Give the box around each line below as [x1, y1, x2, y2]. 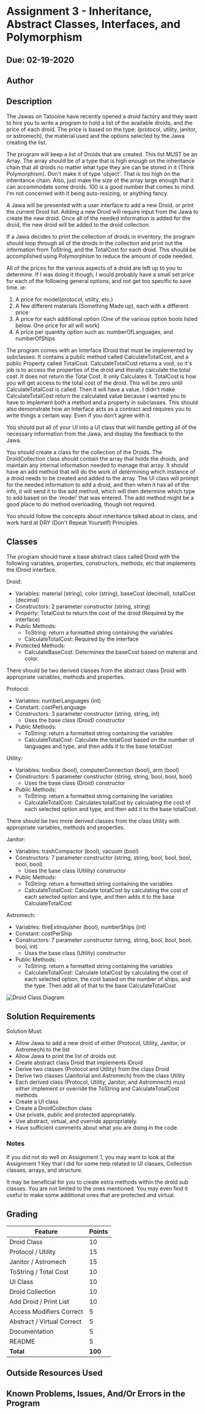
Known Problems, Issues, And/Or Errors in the [6, 1389, 185, 1399]
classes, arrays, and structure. [6, 1166, 83, 1174]
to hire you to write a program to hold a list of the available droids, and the [6, 119, 193, 126]
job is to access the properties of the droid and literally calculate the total [6, 366, 191, 373]
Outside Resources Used [6, 1367, 103, 1378]
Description [6, 96, 52, 107]
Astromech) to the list [15, 1046, 70, 1053]
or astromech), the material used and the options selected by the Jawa [6, 132, 185, 139]
